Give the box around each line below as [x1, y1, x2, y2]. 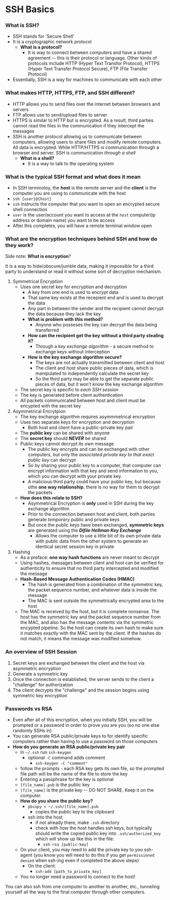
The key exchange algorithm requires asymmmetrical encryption [20, 414, 156, 420]
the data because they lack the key [27, 311, 101, 317]
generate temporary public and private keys [27, 516, 120, 523]
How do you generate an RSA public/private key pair [12, 744, 125, 750]
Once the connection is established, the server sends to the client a [12, 676, 154, 682]
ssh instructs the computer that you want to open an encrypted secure [12, 201, 160, 207]
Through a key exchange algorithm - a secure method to [35, 343, 154, 349]
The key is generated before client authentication [20, 392, 123, 398]
